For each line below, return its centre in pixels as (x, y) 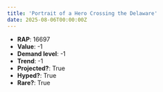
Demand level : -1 (41, 53)
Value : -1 (30, 46)
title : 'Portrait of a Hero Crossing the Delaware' (82, 13)
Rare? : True (34, 82)
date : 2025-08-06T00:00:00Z (47, 20)
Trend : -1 (30, 61)
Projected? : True (41, 68)
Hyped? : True (37, 75)
